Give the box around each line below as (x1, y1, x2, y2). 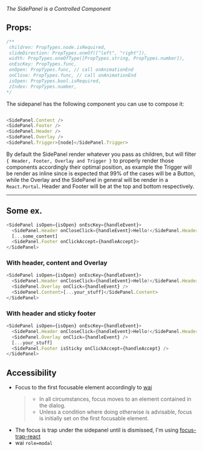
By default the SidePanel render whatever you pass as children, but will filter (6, 151, 196, 158)
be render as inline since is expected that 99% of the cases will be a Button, (6, 169, 196, 177)
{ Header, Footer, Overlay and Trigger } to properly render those (6, 157, 174, 164)
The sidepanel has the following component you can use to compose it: (6, 100, 184, 108)
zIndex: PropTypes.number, (8, 83, 77, 89)
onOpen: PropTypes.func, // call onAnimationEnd (8, 67, 134, 73)
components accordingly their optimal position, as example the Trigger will (6, 163, 192, 170)
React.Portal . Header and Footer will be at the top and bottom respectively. (6, 183, 195, 190)
